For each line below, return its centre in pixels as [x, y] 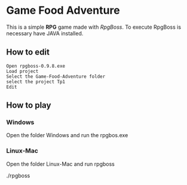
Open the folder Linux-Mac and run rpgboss [60, 164]
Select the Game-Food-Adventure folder [56, 76]
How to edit [28, 52]
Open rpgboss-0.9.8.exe [36, 66]
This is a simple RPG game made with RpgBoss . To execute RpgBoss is [93, 27]
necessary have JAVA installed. [45, 33]
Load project [22, 71]
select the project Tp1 [36, 81]
